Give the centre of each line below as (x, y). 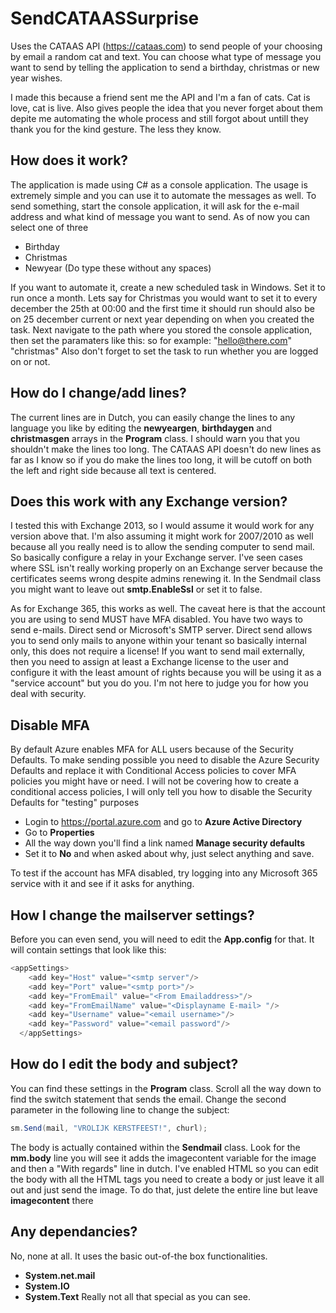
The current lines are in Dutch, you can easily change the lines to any (153, 417)
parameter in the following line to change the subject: (120, 1109)
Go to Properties (59, 833)
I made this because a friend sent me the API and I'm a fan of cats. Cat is (160, 97)
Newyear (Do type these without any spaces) (118, 268)
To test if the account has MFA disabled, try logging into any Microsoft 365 (164, 873)
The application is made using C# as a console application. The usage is (159, 184)
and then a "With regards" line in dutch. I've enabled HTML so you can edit (164, 1168)
